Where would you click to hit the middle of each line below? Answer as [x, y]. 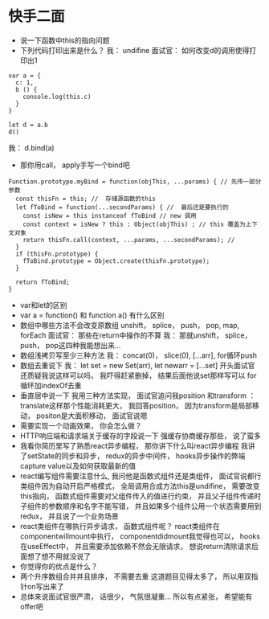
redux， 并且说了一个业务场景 [69, 516]
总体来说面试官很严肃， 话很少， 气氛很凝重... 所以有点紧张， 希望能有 [136, 596]
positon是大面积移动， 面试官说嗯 [92, 416]
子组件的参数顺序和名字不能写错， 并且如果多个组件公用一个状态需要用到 [141, 506]
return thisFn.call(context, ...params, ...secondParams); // [129, 240]
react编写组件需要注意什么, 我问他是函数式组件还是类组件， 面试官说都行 [141, 476]
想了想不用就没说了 [59, 556]
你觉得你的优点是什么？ [59, 566]
